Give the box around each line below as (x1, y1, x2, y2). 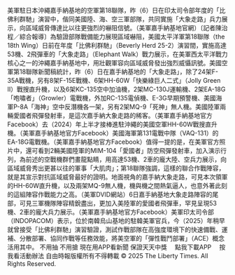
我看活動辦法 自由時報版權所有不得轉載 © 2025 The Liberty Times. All (7, 252, 208, 260)
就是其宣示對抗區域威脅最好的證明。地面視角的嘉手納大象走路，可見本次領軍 (7, 173, 228, 181)
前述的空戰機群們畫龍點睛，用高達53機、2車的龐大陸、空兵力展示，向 (25, 155, 227, 163)
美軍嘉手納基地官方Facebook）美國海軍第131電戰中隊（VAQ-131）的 (22, 129, 219, 137)
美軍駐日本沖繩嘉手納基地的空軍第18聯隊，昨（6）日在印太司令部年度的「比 (7, 6, 226, 14)
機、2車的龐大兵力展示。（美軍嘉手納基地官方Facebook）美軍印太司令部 (7, 208, 215, 216)
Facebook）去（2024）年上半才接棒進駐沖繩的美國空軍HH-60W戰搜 (7, 120, 206, 128)
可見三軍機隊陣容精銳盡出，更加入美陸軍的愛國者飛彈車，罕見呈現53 (19, 199, 217, 207)
